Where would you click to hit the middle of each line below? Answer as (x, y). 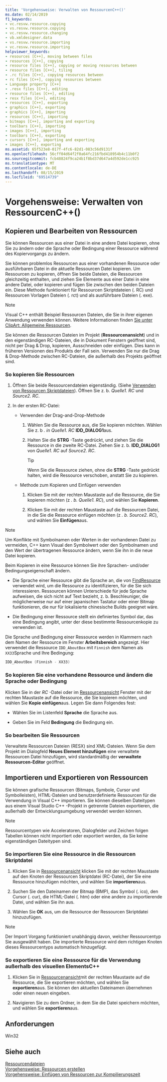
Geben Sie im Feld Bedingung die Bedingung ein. (63, 722)
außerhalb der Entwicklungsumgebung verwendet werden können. (74, 811)
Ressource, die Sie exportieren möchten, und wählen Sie (71, 982)
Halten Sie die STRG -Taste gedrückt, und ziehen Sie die (85, 440)
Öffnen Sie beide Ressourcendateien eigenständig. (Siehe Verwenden (84, 385)
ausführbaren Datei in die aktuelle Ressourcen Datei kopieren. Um (73, 269)
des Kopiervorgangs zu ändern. (38, 254)
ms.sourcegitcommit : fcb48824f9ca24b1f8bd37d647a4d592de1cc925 (72, 159)
